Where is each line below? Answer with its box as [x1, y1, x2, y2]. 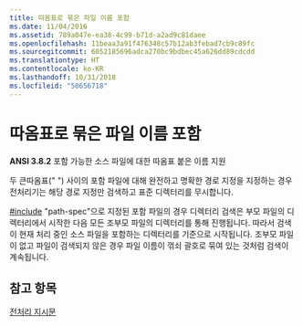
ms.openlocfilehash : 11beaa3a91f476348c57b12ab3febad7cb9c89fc [9, 38, 256, 48]
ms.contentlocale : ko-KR [9, 65, 104, 74]
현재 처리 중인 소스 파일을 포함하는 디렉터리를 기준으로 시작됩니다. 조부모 [18, 228, 277, 239]
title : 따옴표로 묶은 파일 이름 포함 [9, 13, 131, 23]
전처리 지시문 [9, 307, 57, 318]
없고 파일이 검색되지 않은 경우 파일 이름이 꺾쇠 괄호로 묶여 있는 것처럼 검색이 [18, 239, 289, 251]
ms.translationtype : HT [9, 56, 100, 65]
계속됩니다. [9, 251, 49, 262]
